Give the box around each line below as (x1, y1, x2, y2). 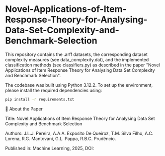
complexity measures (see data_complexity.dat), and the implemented (5, 56, 149, 62)
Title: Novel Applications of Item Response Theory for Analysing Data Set (5, 115, 155, 121)
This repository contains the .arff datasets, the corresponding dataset (5, 51, 148, 57)
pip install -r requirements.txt (5, 97, 75, 102)
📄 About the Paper (5, 105, 43, 112)
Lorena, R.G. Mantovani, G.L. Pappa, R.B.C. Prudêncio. (5, 135, 116, 142)
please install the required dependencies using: (5, 87, 102, 93)
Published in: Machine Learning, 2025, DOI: (5, 145, 94, 151)
